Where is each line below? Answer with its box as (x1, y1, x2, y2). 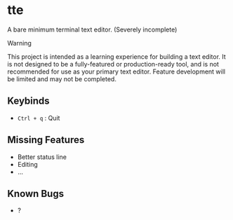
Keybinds (7, 95, 51, 107)
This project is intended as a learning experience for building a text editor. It (7, 52, 226, 61)
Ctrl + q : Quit (17, 114, 60, 122)
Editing (17, 160, 39, 168)
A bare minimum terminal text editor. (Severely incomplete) (7, 25, 178, 34)
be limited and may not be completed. (7, 74, 117, 83)
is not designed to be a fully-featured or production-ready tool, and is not (7, 60, 220, 68)
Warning (7, 39, 32, 47)
